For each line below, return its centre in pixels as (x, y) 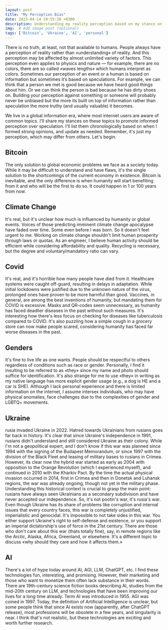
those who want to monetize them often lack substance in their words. (77, 580)
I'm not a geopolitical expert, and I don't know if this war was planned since (83, 446)
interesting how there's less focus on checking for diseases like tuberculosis (84, 316)
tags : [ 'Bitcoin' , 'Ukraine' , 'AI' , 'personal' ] (57, 33)
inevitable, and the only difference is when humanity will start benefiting (79, 180)
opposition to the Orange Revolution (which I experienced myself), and (78, 467)
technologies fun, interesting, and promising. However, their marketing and (82, 575)
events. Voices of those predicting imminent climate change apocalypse (79, 224)
